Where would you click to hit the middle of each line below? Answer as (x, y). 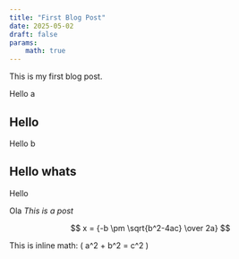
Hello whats (43, 172)
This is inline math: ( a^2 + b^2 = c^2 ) (79, 245)
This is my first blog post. (56, 76)
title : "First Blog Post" (57, 17)
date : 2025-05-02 (42, 26)
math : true (46, 51)
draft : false (34, 34)
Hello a (22, 94)
